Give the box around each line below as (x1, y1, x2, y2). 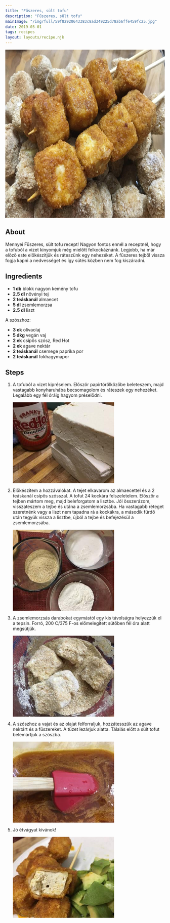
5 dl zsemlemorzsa (12, 302, 53, 308)
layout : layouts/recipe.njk (5, 35, 65, 40)
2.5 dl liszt (12, 307, 35, 313)
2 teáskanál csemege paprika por (12, 348, 83, 354)
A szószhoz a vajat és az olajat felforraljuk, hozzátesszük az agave (12, 721, 152, 727)
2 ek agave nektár (12, 343, 51, 349)
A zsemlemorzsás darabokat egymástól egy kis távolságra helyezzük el (12, 615, 162, 621)
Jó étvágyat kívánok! (12, 827, 57, 833)
